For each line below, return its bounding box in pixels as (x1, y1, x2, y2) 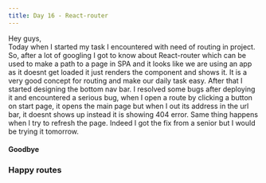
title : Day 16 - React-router (8, 11, 109, 20)
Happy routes (8, 165, 62, 176)
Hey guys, (8, 33, 42, 43)
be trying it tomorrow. (8, 127, 80, 136)
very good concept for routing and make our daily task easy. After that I (8, 76, 243, 85)
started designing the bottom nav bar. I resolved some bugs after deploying (8, 84, 256, 94)
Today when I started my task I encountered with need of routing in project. (8, 41, 256, 52)
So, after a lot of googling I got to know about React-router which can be (8, 50, 247, 60)
